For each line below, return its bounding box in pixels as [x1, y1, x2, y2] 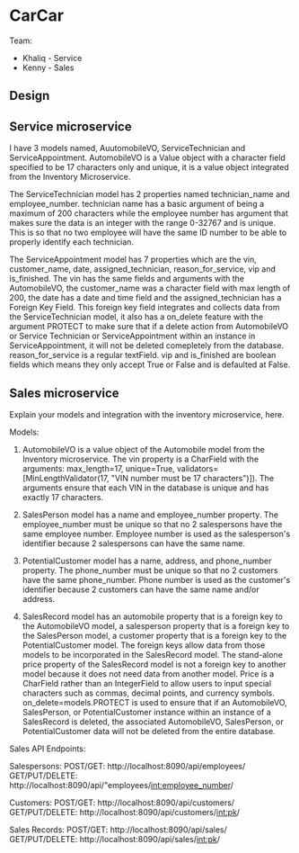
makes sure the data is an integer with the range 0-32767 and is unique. [9, 218, 277, 229]
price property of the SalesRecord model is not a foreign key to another [22, 659, 286, 669]
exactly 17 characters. [22, 491, 104, 502]
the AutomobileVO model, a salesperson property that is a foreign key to [22, 620, 290, 631]
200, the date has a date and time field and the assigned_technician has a [9, 292, 282, 303]
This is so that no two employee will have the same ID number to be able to [9, 227, 287, 238]
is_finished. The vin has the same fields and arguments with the [9, 274, 245, 284]
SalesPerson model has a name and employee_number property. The [22, 509, 278, 520]
